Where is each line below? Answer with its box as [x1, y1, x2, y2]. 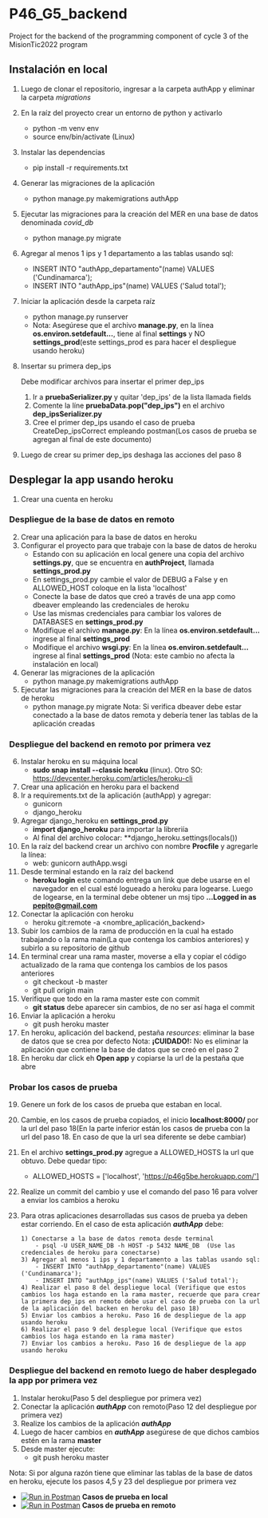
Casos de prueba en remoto [81, 1500, 176, 1510]
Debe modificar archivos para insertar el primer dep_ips [20, 377, 205, 386]
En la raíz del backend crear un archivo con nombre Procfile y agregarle [20, 842, 258, 851]
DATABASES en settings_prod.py [32, 617, 144, 626]
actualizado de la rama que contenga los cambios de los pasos [20, 960, 228, 970]
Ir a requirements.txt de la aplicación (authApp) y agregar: [20, 791, 211, 800]
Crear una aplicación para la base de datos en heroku [20, 532, 198, 542]
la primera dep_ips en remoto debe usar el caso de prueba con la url [20, 1298, 261, 1306]
